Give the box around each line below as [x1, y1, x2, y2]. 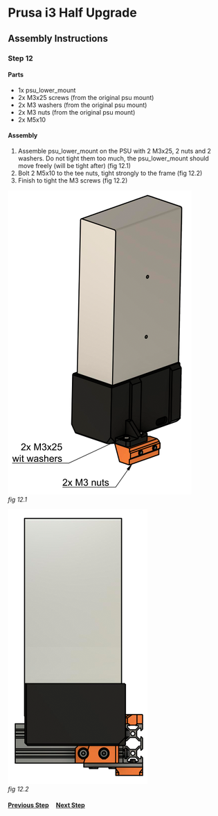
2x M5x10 [17, 115, 46, 124]
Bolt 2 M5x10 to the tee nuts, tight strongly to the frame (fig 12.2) [17, 169, 203, 177]
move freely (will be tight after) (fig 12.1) [17, 161, 131, 169]
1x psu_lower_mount [17, 85, 76, 94]
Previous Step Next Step [8, 801, 85, 809]
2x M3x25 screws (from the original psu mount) [17, 93, 154, 101]
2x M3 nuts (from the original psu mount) [17, 108, 136, 116]
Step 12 [8, 53, 33, 63]
